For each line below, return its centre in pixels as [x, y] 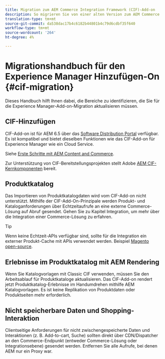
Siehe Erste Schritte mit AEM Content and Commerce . [60, 153]
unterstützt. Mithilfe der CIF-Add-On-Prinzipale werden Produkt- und [75, 201]
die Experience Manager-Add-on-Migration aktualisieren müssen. [72, 106]
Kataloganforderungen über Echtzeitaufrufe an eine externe [66, 206]
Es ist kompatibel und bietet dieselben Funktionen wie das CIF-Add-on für [80, 138]
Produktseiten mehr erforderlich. [38, 295]
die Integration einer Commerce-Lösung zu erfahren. [59, 217]
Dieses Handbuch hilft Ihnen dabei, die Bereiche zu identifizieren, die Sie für [82, 101]
